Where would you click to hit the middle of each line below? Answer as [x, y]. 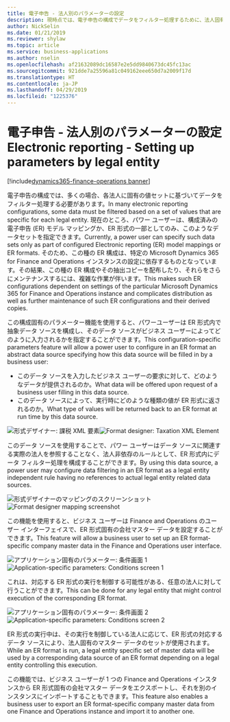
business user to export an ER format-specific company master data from [111, 703]
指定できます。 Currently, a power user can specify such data [129, 237]
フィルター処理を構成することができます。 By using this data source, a [119, 462]
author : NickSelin [33, 26]
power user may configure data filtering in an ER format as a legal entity [108, 470]
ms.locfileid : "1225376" [42, 97]
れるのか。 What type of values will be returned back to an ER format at [117, 408]
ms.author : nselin [33, 58]
